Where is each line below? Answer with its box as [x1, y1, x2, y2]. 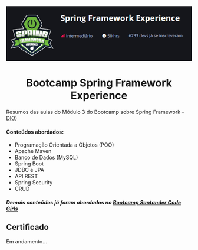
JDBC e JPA [14, 167, 44, 174]
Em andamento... [6, 238, 47, 245]
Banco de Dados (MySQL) [14, 154, 78, 161]
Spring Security [14, 179, 53, 186]
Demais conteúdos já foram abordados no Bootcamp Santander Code [6, 199, 181, 206]
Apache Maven [14, 148, 52, 155]
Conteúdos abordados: [6, 128, 64, 135]
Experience [70, 89, 128, 102]
